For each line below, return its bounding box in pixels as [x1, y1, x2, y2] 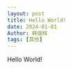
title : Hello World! [7, 17, 67, 24]
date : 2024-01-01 [7, 23, 57, 30]
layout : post [7, 10, 45, 17]
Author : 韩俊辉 [7, 29, 48, 37]
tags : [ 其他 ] [7, 36, 43, 43]
